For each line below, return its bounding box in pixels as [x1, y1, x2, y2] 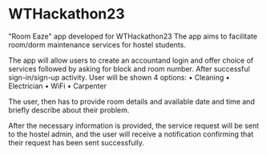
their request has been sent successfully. [8, 137, 144, 147]
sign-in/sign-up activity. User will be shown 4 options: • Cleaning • [8, 72, 230, 82]
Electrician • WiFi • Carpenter [8, 81, 107, 91]
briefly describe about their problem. [8, 105, 130, 115]
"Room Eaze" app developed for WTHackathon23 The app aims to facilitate [8, 31, 258, 41]
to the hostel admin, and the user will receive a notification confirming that [8, 129, 254, 139]
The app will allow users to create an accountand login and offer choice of [8, 55, 254, 65]
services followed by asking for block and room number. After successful [8, 63, 250, 73]
